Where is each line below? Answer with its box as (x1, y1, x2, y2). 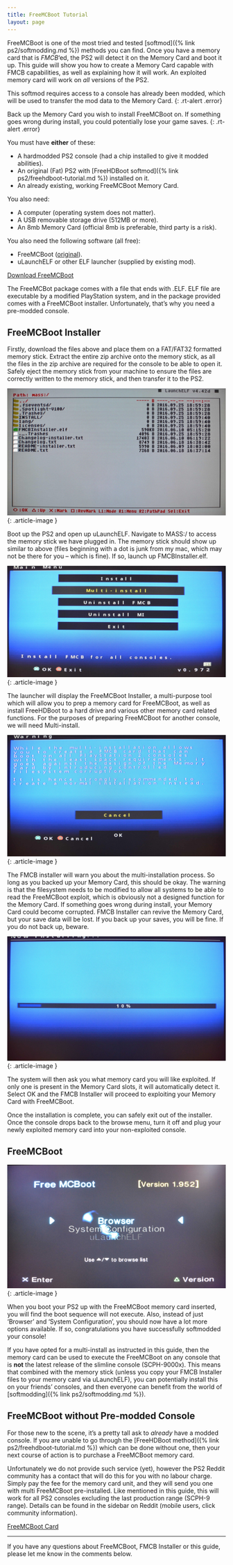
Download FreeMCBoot (7, 271, 74, 279)
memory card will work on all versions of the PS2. (7, 75, 149, 84)
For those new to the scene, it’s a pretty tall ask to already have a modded (7, 1429, 218, 1437)
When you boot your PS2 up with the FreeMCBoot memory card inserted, (7, 1302, 217, 1311)
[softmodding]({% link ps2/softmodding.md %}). (7, 1390, 146, 1398)
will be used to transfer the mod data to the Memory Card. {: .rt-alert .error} (7, 96, 223, 104)
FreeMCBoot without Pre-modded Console (7, 1410, 196, 1422)
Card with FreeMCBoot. (7, 1097, 74, 1106)
